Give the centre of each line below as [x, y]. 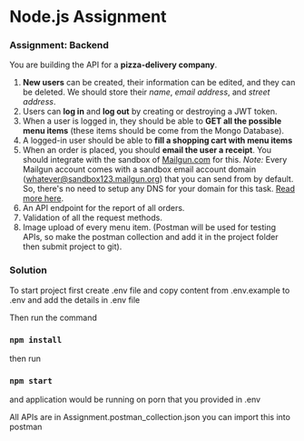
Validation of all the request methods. [93, 218]
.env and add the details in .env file [75, 300]
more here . [43, 198]
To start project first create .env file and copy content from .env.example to [150, 290]
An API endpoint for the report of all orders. [103, 208]
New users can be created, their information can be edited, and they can [159, 83]
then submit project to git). [72, 246]
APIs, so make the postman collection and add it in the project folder [150, 237]
